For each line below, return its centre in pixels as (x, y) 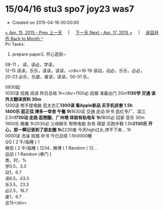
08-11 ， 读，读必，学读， (31, 64)
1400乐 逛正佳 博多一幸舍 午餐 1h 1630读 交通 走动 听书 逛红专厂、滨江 (75, 111)
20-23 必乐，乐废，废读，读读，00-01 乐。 (48, 76)
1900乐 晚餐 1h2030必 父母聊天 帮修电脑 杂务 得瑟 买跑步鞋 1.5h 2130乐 (76, 123)
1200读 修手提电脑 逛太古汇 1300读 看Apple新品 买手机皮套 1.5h (69, 105)
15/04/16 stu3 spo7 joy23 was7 (70, 9)
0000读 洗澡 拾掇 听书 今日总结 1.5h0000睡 (49, 135)
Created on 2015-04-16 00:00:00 (46, 22)
